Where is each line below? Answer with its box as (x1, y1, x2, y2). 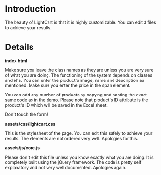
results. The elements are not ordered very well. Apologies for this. (5, 135, 139, 141)
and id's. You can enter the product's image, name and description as (5, 77, 145, 83)
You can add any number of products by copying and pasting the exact (5, 92, 147, 97)
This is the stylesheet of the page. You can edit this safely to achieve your (5, 130, 153, 136)
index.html (5, 57, 28, 64)
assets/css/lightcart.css (5, 121, 56, 127)
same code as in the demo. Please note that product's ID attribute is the (5, 97, 148, 103)
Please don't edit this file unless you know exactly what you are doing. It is (5, 154, 154, 160)
